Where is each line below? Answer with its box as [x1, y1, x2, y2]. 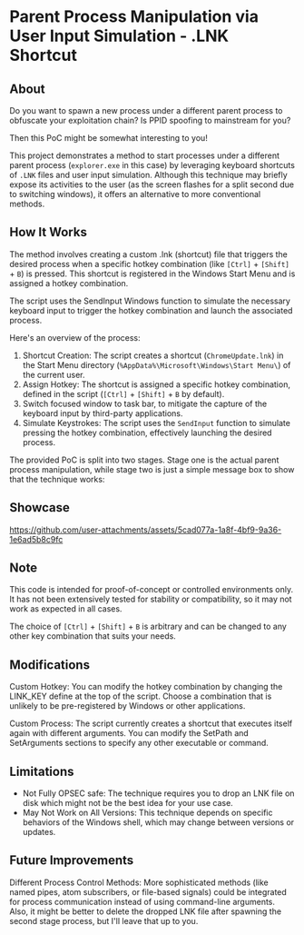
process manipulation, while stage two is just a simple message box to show [9, 463, 295, 474]
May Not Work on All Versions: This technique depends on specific [22, 807, 273, 819]
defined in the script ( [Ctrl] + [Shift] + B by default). [22, 388, 225, 399]
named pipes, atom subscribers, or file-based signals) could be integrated [9, 886, 288, 897]
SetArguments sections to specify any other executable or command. [9, 738, 270, 749]
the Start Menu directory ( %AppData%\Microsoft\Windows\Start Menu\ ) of [22, 359, 291, 370]
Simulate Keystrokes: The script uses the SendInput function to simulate [22, 417, 290, 428]
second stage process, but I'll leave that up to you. [9, 915, 199, 926]
